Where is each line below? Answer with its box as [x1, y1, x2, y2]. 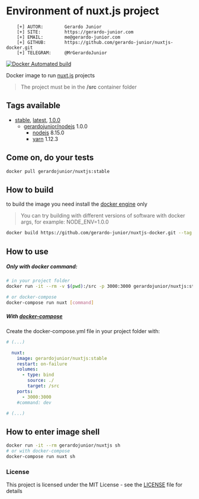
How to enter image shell [6, 426, 100, 437]
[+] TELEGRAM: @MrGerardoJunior [17, 49, 108, 56]
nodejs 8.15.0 [32, 129, 65, 136]
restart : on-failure [17, 361, 68, 367]
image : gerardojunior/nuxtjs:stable [17, 355, 108, 361]
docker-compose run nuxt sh [6, 454, 76, 460]
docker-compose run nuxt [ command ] [6, 300, 94, 306]
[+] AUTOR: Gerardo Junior [17, 24, 102, 30]
